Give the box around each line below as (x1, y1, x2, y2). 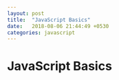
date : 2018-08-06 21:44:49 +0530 (7, 23, 109, 29)
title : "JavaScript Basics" (7, 16, 91, 23)
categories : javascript (7, 29, 76, 36)
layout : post (7, 10, 45, 17)
